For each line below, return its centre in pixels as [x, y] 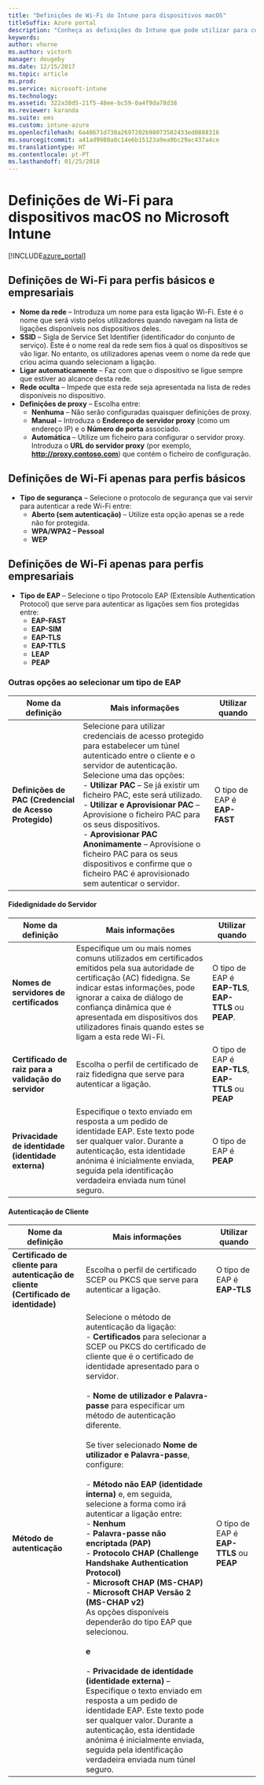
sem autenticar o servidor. [131, 883]
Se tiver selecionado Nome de [141, 1445]
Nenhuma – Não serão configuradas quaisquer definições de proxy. [141, 412]
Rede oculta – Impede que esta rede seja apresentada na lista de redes [135, 387]
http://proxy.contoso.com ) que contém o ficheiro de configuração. [141, 454]
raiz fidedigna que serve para [130, 1074]
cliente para [35, 1265]
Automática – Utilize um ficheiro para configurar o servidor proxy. [138, 437]
